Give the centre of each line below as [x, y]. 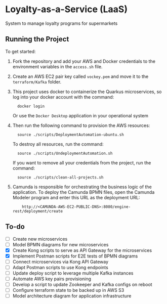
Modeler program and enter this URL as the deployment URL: [76, 197]
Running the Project [37, 39]
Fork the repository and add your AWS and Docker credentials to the [84, 61]
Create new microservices [40, 239]
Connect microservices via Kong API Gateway [60, 262]
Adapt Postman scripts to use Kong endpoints [60, 267]
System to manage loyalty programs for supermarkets [61, 23]
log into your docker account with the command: [63, 97]
